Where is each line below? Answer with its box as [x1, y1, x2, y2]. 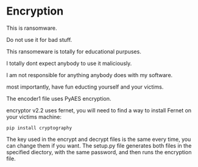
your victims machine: [6, 113, 62, 120]
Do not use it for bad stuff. [6, 36, 72, 43]
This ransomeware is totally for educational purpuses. [6, 47, 141, 55]
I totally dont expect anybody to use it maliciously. [6, 60, 132, 67]
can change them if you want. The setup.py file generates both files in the [6, 141, 192, 149]
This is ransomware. [6, 24, 57, 32]
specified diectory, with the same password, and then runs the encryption [6, 148, 192, 155]
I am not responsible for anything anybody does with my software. [6, 71, 173, 78]
